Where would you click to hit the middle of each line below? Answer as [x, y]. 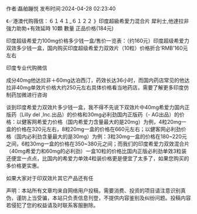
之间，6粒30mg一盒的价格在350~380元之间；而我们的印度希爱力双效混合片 [98, 144]
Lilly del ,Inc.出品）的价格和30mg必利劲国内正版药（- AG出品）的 [101, 115]
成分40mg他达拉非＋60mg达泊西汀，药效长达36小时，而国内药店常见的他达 [98, 80]
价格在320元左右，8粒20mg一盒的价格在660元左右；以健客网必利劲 [99, 129]
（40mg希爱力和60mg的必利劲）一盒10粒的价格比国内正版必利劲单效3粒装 [96, 151]
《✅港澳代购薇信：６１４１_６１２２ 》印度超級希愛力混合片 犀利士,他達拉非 [98, 21]
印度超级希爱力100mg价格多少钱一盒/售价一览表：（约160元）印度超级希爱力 [98, 41]
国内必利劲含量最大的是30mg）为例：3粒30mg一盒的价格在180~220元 [102, 137]
